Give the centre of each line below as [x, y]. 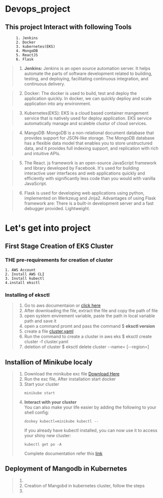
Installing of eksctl [27, 295]
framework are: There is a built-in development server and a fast [89, 203]
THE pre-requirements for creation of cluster [59, 260]
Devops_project [38, 9]
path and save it [40, 321]
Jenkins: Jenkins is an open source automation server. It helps [87, 68]
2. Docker [26, 42]
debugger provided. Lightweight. [57, 208]
